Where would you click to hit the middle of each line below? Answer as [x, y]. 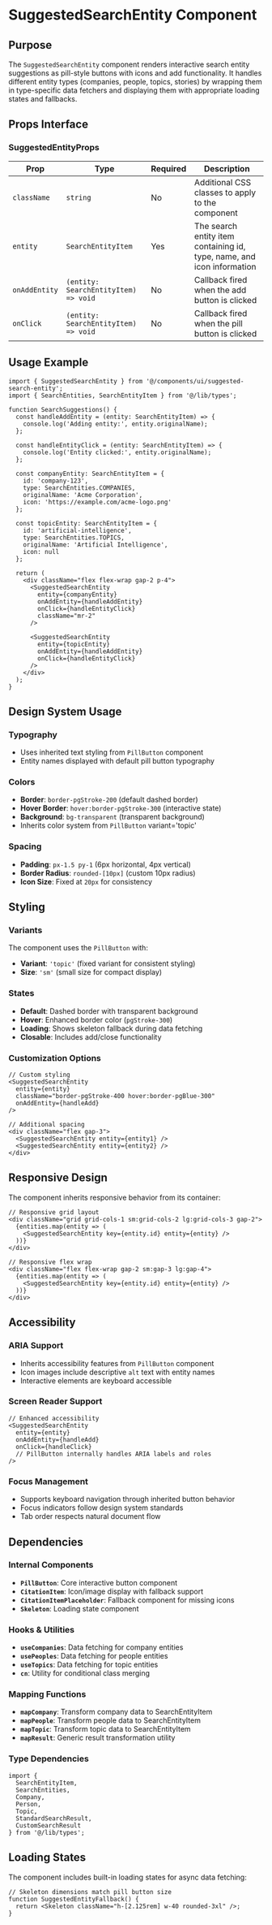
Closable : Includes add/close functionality [91, 1036]
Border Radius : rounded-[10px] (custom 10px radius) [108, 873]
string [79, 197]
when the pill [218, 323]
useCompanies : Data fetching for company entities [102, 1647]
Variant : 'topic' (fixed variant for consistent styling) [108, 963]
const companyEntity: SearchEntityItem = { [90, 474]
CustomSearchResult [49, 1825]
